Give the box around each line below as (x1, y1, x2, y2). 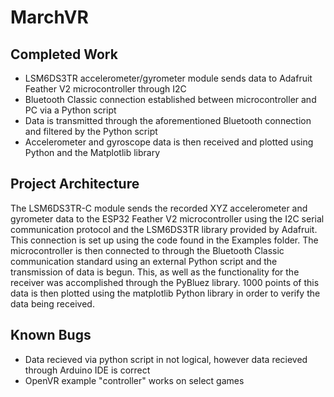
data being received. (10, 297, 95, 310)
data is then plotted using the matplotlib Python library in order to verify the (10, 287, 321, 299)
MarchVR (10, 6, 89, 29)
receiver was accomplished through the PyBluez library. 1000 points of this (10, 276, 320, 288)
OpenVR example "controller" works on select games (24, 374, 245, 386)
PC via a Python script (24, 104, 117, 116)
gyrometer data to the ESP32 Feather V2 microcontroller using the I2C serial (10, 212, 325, 225)
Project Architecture (10, 176, 140, 193)
